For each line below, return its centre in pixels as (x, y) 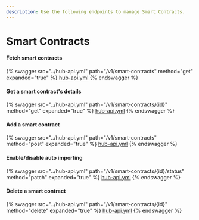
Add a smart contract (33, 124)
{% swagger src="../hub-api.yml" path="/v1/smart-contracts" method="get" (100, 72)
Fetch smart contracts (34, 58)
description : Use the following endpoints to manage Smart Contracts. (96, 12)
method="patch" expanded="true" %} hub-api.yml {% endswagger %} (93, 177)
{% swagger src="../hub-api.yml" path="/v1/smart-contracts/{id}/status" (95, 171)
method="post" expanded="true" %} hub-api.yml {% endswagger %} (92, 144)
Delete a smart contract (36, 191)
